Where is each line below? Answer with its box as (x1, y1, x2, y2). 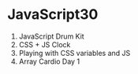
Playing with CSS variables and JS (18, 48, 131, 57)
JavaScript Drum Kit (18, 31, 84, 41)
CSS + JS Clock (18, 39, 71, 49)
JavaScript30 (7, 6, 99, 24)
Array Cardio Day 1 (18, 57, 80, 66)
